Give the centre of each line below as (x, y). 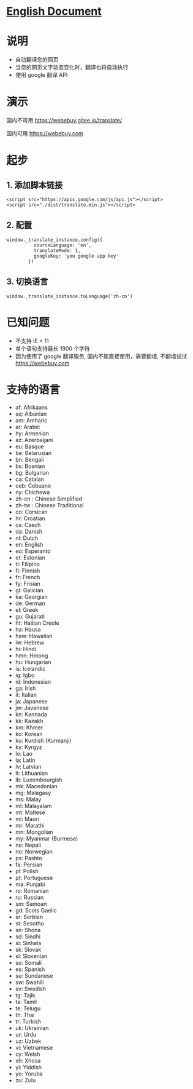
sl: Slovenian (31, 956)
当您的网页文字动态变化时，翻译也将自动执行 (72, 67)
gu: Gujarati (30, 616)
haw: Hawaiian (34, 636)
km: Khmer (29, 727)
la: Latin (25, 760)
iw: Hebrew (30, 642)
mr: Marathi (30, 825)
